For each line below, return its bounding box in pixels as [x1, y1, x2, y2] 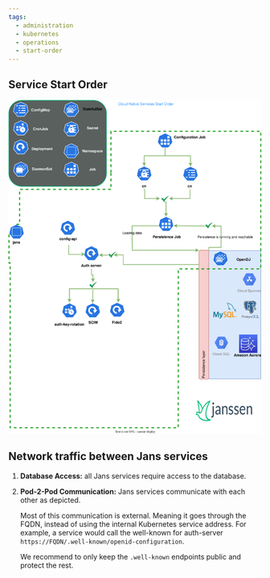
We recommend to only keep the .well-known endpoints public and [19, 552, 241, 561]
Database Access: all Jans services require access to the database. [19, 470, 247, 481]
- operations [15, 39, 59, 47]
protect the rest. [19, 560, 74, 570]
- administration [15, 21, 74, 30]
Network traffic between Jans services [8, 450, 209, 463]
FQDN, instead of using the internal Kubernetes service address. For [19, 519, 247, 529]
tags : [8, 13, 27, 21]
